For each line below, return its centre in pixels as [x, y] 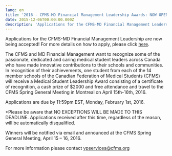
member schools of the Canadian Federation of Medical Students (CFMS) [83, 76]
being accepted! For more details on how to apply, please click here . [77, 44]
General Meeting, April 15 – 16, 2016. [44, 138]
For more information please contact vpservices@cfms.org [68, 148]
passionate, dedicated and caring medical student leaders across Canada [83, 60]
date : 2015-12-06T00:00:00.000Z [40, 19]
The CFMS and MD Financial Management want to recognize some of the [83, 54]
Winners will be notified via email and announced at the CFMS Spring [78, 133]
